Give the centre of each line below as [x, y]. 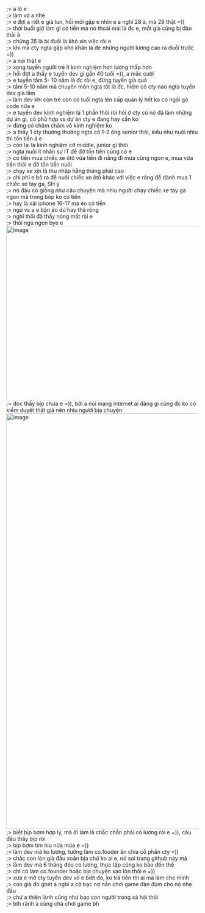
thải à [13, 35]
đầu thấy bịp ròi [26, 839]
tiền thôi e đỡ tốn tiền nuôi [39, 164]
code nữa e [20, 106]
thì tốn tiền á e [24, 139]
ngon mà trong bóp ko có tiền [44, 197]
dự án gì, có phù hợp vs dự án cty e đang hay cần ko [72, 119]
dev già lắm [21, 93]
